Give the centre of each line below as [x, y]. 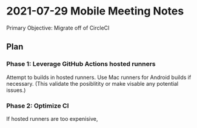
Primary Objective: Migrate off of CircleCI [58, 28]
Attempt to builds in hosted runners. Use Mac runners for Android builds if [99, 77]
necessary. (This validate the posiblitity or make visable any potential [92, 83]
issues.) [16, 90]
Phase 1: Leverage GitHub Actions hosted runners [81, 64]
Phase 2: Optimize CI [38, 106]
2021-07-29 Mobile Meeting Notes [95, 11]
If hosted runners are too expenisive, [52, 118]
